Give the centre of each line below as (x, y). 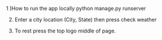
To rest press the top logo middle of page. (65, 31)
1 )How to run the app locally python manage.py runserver (76, 8)
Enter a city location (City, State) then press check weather (85, 19)
